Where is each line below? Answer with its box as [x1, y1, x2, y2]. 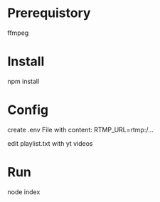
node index [7, 187, 41, 196]
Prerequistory [7, 5, 91, 21]
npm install [7, 77, 40, 85]
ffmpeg [7, 28, 29, 37]
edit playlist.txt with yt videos [7, 139, 94, 147]
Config [7, 102, 48, 118]
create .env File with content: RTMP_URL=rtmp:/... [7, 125, 154, 134]
